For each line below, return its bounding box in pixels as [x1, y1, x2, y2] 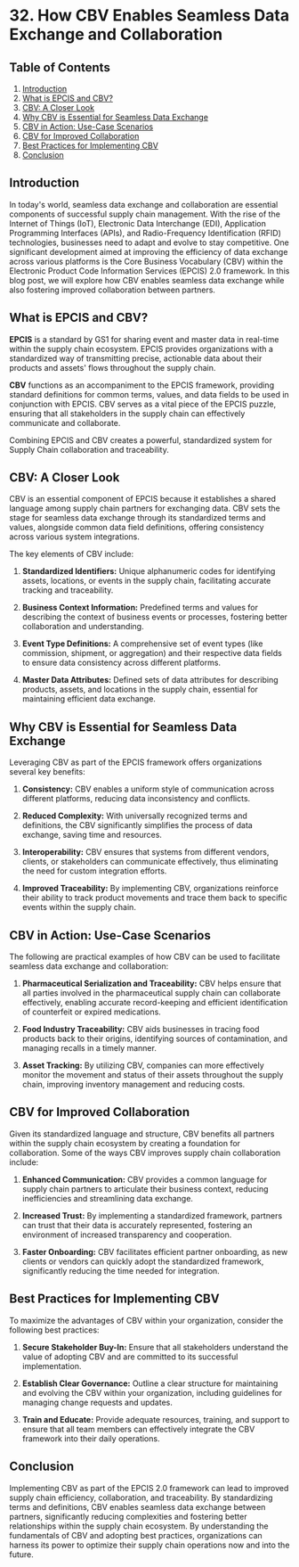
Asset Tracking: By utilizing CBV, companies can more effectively [21, 1060, 264, 1071]
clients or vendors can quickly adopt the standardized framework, [21, 1256, 264, 1267]
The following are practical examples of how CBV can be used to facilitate [9, 951, 280, 963]
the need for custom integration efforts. [21, 866, 167, 876]
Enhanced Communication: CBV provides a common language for [21, 1174, 268, 1185]
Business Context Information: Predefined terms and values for [21, 603, 258, 613]
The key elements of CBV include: [9, 549, 134, 560]
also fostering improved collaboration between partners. [9, 284, 216, 295]
